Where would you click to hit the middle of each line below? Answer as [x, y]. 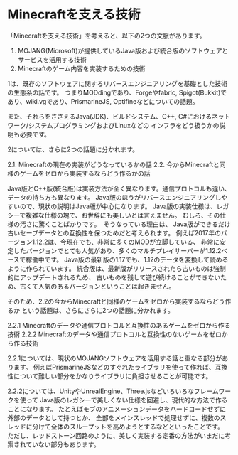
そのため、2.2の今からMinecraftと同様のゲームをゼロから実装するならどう [116, 301]
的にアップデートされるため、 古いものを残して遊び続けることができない [114, 277]
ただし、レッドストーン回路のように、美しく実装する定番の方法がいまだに [116, 435]
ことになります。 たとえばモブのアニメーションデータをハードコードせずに [117, 409]
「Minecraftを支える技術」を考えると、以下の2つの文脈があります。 [107, 36]
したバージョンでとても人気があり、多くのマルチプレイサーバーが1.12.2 [117, 250]
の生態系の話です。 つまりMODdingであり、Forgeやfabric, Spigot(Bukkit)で [117, 92]
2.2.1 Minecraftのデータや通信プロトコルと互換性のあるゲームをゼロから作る [119, 325]
